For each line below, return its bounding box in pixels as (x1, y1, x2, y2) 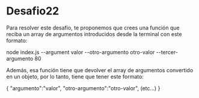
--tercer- (156, 48, 179, 55)
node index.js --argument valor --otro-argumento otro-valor (6, 48, 155, 55)
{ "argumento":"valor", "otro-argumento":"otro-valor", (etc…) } (6, 84, 161, 91)
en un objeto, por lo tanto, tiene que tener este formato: (6, 73, 144, 80)
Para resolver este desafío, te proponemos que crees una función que (6, 24, 180, 31)
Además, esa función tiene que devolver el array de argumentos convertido (6, 66, 194, 73)
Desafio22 (6, 4, 60, 18)
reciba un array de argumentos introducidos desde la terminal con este (6, 30, 182, 37)
